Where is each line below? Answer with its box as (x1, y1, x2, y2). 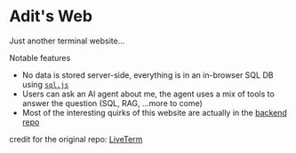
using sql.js (21, 79, 69, 89)
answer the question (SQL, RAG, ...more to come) (21, 97, 203, 108)
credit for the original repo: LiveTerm (9, 134, 143, 144)
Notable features (9, 52, 71, 63)
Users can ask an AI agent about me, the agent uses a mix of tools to (21, 88, 276, 99)
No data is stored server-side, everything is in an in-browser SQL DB (21, 69, 274, 80)
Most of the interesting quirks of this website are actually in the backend (21, 107, 287, 118)
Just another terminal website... (9, 35, 125, 46)
